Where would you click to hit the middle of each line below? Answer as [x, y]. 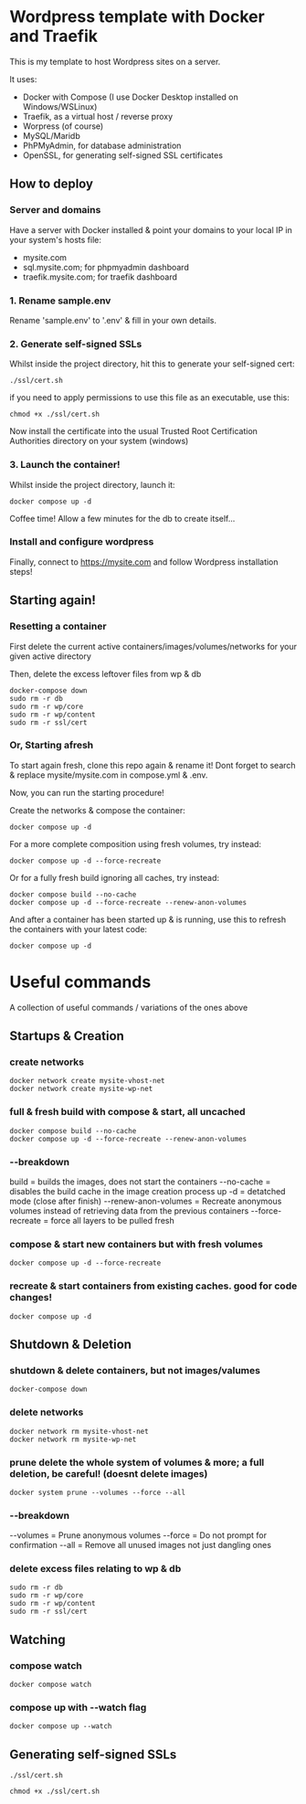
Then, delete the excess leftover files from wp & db [106, 674]
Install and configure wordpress [82, 542]
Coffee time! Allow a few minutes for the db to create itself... [122, 518]
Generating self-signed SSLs [93, 1754]
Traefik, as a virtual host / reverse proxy [98, 116]
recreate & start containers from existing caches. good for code [153, 1286]
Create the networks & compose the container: [97, 810]
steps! [21, 571]
